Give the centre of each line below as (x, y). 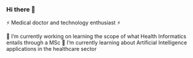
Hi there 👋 (21, 9)
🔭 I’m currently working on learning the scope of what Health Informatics (96, 36)
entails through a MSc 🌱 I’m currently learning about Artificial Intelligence (97, 43)
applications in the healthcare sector (51, 49)
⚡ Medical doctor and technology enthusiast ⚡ (63, 22)
